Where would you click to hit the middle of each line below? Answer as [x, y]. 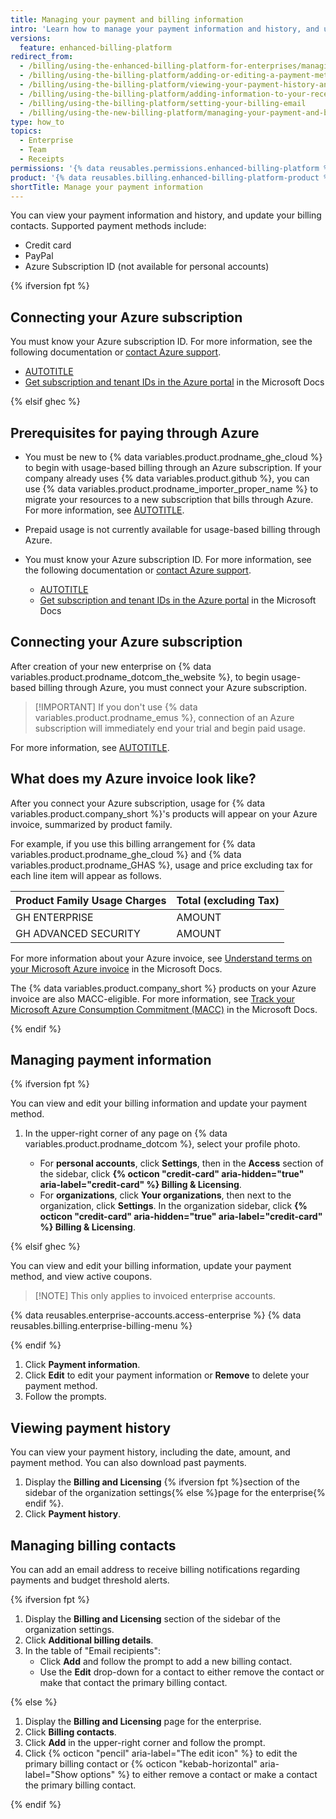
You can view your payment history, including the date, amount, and [150, 1452]
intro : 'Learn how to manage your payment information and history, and [165, 29]
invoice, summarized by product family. [91, 824]
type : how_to [37, 122]
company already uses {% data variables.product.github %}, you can [167, 478]
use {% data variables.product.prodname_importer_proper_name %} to [171, 489]
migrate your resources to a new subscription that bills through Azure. [169, 499]
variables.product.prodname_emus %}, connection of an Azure [164, 717]
